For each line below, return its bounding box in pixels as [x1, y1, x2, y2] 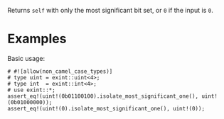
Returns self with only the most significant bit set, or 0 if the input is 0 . [7, 6, 213, 14]
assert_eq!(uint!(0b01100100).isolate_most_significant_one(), [7, 92, 199, 100]
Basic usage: [7, 54, 46, 62]
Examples [7, 31, 67, 47]
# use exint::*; [7, 86, 55, 93]
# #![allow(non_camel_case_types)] [7, 67, 113, 75]
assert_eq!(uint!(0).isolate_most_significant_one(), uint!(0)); [7, 105, 205, 112]
